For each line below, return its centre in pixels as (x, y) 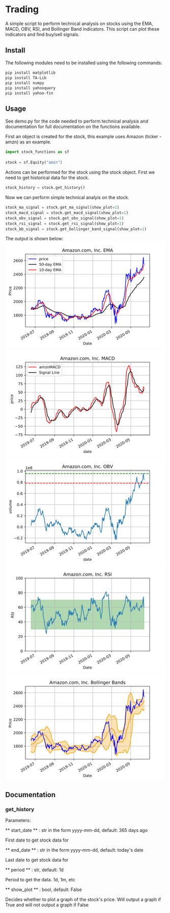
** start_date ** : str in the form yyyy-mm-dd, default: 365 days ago (77, 830)
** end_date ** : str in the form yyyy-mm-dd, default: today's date (74, 850)
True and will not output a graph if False (47, 905)
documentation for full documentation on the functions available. (73, 127)
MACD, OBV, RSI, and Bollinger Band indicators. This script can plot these (82, 29)
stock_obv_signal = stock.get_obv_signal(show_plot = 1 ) (65, 218)
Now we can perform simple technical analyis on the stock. (67, 198)
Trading (22, 9)
